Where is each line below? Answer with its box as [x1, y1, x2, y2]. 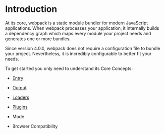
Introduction [5, 3, 57, 15]
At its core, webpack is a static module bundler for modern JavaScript [5, 20, 148, 26]
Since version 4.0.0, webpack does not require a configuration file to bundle [5, 45, 161, 51]
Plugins [12, 104, 28, 110]
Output [12, 84, 27, 90]
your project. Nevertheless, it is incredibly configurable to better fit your [5, 51, 152, 57]
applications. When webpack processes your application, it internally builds [5, 25, 160, 31]
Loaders [12, 94, 30, 100]
